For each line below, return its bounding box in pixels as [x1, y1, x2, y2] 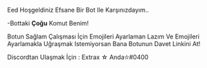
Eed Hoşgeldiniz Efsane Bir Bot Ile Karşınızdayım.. [7, 6, 150, 14]
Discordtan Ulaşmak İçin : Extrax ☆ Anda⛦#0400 [7, 53, 149, 61]
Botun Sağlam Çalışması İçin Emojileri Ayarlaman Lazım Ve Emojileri [7, 32, 199, 41]
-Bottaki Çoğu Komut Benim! [7, 19, 89, 27]
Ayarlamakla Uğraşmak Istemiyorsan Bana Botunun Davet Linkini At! [7, 40, 201, 47]
